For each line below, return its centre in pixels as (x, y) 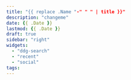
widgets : (17, 46)
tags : (13, 68)
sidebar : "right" (28, 40)
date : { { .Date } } (29, 23)
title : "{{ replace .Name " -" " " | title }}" (66, 12)
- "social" (25, 62)
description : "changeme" (37, 17)
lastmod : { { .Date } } (34, 29)
